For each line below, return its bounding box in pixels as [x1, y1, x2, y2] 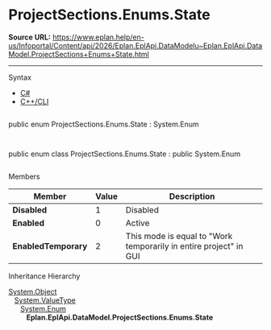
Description [169, 191, 215, 202]
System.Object [8, 287, 57, 296]
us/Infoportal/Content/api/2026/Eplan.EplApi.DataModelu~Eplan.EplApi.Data [8, 40, 263, 50]
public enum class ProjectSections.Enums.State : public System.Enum [8, 149, 240, 159]
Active [125, 217, 150, 229]
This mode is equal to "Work [125, 230, 233, 241]
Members [8, 171, 40, 181]
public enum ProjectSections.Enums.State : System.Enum [8, 119, 199, 129]
